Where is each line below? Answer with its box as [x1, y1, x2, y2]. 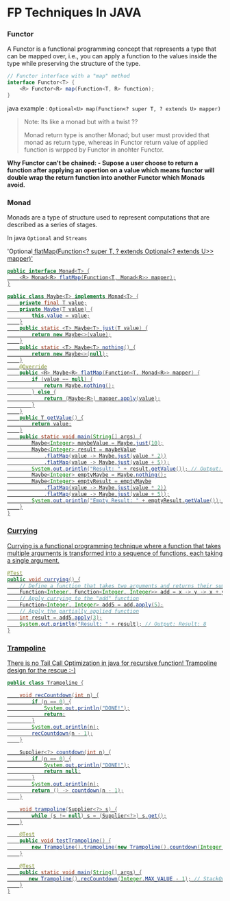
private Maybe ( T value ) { [19, 305, 94, 313]
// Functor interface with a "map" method [7, 73, 130, 80]
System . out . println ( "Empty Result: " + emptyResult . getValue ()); [31, 497, 222, 504]
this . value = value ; [31, 312, 90, 319]
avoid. [7, 180, 25, 189]
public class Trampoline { [7, 679, 84, 686]
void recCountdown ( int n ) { [19, 692, 99, 699]
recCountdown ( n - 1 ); [31, 730, 94, 737]
